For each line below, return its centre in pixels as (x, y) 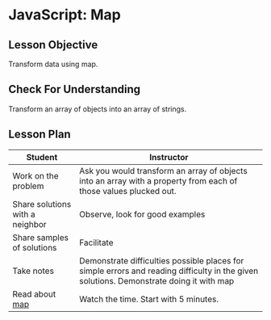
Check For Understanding (75, 89)
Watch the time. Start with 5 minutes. (149, 299)
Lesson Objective (53, 45)
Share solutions (42, 204)
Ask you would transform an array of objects (163, 171)
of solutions (35, 247)
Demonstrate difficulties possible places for (162, 260)
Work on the (35, 175)
